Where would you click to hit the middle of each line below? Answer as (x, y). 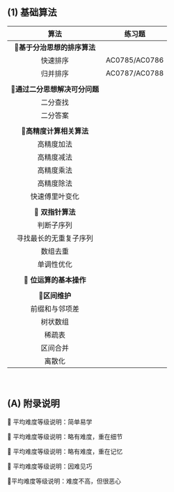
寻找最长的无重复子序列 (55, 238)
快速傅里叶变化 (55, 196)
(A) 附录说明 (34, 404)
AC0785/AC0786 (135, 60)
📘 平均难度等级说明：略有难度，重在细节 (65, 436)
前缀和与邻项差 (55, 309)
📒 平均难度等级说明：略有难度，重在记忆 (65, 451)
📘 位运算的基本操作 (55, 279)
